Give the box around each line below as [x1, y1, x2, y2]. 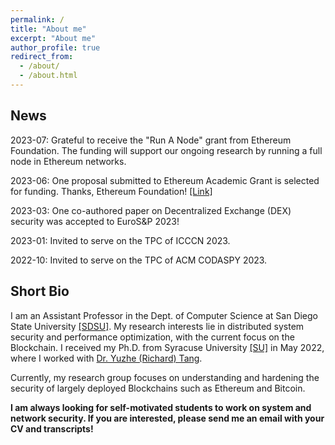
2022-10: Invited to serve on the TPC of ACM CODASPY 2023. [10, 254, 268, 266]
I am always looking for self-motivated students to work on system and [10, 401, 312, 413]
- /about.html [19, 71, 78, 81]
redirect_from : [10, 52, 74, 62]
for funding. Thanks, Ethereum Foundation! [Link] [10, 185, 213, 197]
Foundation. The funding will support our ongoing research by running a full [10, 144, 323, 156]
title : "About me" [10, 24, 87, 34]
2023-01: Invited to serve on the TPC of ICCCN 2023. [10, 234, 231, 246]
